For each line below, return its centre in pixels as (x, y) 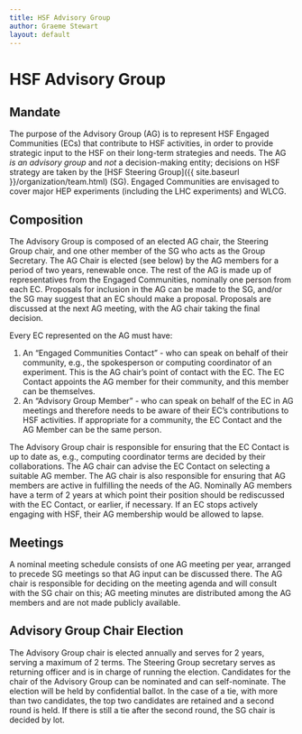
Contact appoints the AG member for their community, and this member (156, 382)
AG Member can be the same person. (92, 430)
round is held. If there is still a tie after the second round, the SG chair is (142, 710)
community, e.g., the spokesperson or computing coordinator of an (147, 362)
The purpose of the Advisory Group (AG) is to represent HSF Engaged (139, 134)
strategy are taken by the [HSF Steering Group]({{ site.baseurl (124, 172)
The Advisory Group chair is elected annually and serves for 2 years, (137, 652)
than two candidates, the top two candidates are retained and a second (142, 701)
